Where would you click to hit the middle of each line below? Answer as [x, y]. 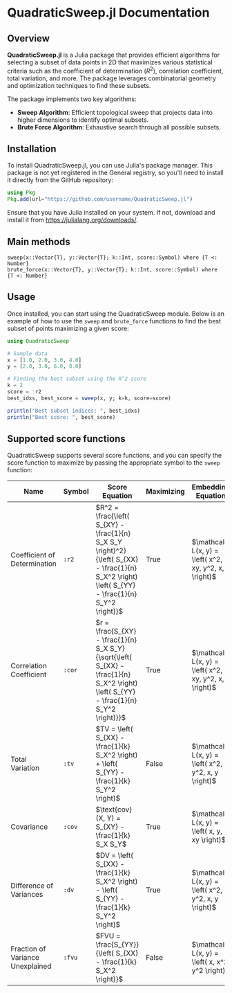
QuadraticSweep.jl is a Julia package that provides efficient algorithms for [114, 55]
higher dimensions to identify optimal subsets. [83, 120]
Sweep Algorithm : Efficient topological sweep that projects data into [115, 112]
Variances [27, 895]
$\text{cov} [114, 809]
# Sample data [28, 354]
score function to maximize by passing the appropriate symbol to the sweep [114, 463]
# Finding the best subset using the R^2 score [77, 379]
